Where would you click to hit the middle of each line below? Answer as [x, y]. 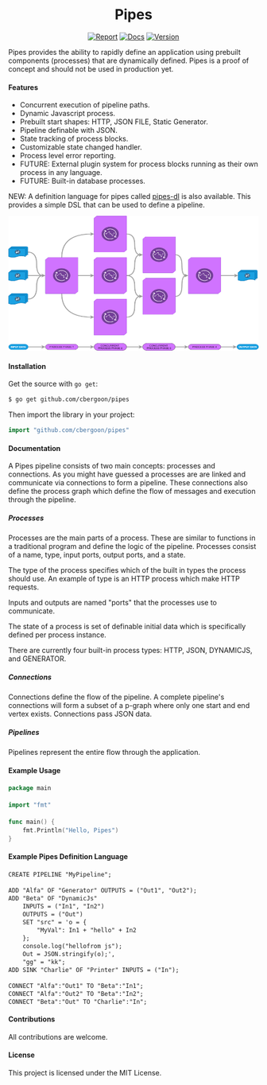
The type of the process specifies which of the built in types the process [127, 570]
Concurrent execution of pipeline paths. [85, 105]
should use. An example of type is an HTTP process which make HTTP [124, 579]
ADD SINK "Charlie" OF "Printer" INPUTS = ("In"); [94, 970]
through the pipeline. [43, 500]
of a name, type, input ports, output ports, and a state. [97, 555]
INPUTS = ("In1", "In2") [64, 906]
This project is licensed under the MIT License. [85, 1073]
